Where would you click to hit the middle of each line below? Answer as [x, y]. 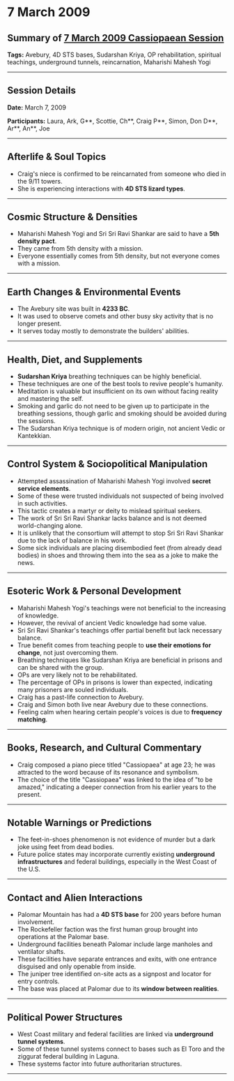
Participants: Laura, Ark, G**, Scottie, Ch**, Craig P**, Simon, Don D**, [112, 121]
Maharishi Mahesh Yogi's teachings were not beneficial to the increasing [122, 608]
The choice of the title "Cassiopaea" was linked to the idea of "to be [115, 779]
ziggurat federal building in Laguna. [68, 1056]
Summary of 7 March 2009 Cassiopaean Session [116, 38]
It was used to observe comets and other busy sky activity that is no [115, 316]
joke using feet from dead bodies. [66, 847]
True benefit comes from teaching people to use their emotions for [114, 645]
